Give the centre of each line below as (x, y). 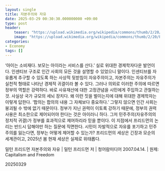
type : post (16, 23)
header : (13, 28)
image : (21, 37)
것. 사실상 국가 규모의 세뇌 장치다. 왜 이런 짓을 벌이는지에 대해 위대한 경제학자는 (81, 96)
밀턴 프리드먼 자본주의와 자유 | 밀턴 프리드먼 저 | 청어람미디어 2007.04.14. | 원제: (82, 149)
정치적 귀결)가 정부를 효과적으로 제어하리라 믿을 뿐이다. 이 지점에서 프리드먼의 (79, 120)
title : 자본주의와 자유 (26, 14)
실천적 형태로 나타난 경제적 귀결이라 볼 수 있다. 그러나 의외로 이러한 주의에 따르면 (82, 83)
